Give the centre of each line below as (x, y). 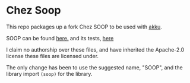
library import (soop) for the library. (49, 74)
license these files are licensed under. (53, 56)
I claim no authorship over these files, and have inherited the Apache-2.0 (95, 50)
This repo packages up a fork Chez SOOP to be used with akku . (84, 27)
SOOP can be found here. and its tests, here (60, 38)
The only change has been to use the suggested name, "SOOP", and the (94, 67)
